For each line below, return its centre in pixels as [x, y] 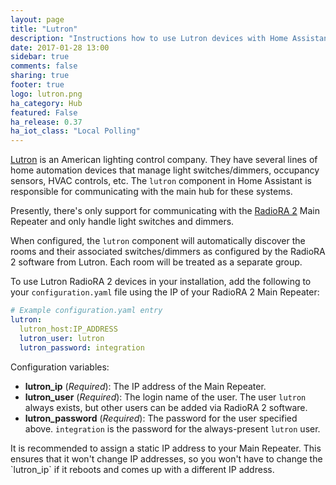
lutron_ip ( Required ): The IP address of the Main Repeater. [145, 386]
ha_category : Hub [46, 103]
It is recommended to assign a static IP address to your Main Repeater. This [166, 448]
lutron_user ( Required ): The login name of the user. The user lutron [165, 397]
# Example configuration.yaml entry [86, 311]
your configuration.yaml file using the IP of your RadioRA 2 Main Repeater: [165, 292]
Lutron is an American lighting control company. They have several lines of [164, 160]
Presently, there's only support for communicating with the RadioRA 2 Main [165, 211]
